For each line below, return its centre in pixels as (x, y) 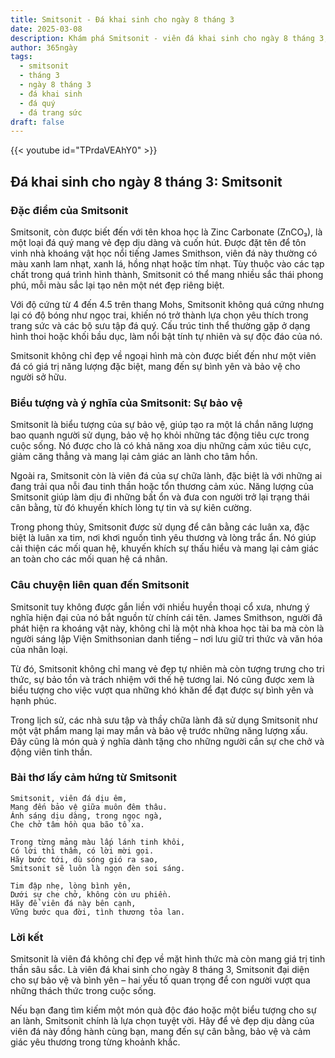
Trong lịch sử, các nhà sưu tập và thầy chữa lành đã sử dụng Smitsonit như (164, 720)
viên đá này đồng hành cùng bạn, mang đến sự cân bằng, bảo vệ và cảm (160, 1032)
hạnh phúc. (33, 700)
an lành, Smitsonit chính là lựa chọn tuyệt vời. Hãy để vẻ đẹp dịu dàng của (162, 1021)
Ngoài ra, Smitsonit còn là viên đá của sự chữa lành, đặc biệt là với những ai (166, 476)
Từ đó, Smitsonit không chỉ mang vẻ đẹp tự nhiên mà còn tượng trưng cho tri (167, 668)
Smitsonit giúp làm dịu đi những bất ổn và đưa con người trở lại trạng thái (160, 497)
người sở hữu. (38, 377)
